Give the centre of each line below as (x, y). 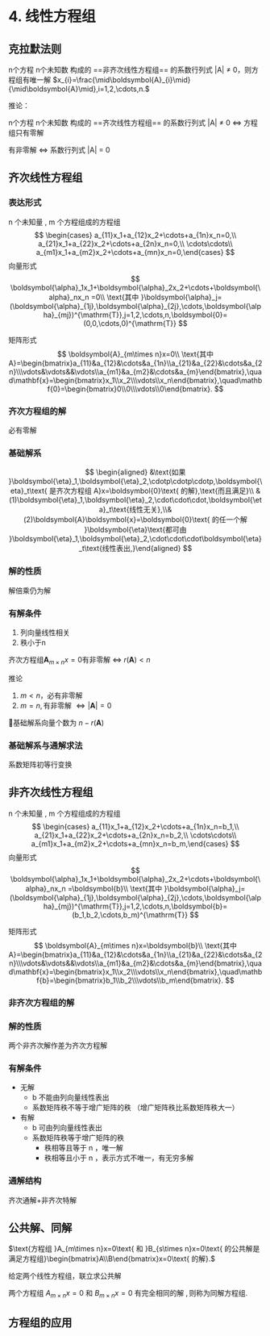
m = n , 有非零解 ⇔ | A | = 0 (66, 705)
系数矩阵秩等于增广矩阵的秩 (78, 1138)
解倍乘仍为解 (29, 591)
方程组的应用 (40, 1323)
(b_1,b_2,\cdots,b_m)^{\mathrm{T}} (130, 914)
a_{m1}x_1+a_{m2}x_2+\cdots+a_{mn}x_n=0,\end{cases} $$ (135, 252)
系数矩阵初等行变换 (40, 764)
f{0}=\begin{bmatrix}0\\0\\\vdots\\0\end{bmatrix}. (130, 389)
